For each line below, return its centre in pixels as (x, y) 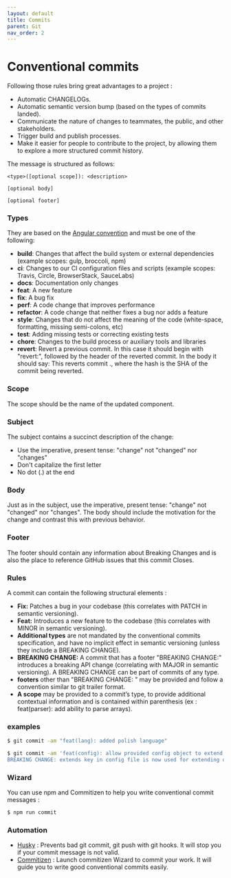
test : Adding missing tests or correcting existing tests (93, 335)
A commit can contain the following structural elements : (87, 592)
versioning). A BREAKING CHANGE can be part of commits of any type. (118, 672)
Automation (27, 830)
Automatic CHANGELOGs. (54, 99)
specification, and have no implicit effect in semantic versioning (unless (118, 643)
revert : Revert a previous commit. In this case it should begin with (110, 349)
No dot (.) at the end (46, 472)
